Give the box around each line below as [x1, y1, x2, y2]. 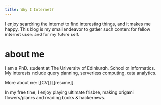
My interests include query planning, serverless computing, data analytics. [5, 70, 157, 76]
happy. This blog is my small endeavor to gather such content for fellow [5, 26, 151, 32]
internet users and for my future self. [5, 31, 80, 37]
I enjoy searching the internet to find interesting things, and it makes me [5, 21, 151, 27]
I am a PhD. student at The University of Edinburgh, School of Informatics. [5, 65, 155, 70]
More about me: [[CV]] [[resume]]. [5, 79, 75, 85]
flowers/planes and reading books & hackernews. [5, 94, 106, 100]
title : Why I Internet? [5, 7, 54, 12]
